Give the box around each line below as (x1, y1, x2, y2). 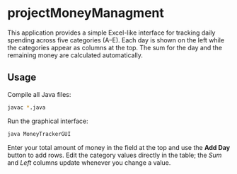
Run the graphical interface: (7, 117, 88, 125)
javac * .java (7, 104, 46, 111)
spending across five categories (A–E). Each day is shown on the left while (7, 35, 225, 44)
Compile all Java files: (7, 90, 71, 98)
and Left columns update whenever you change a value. (7, 158, 171, 167)
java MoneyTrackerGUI (7, 130, 71, 137)
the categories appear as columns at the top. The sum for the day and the (7, 43, 223, 52)
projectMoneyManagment (7, 5, 165, 21)
